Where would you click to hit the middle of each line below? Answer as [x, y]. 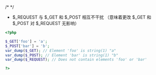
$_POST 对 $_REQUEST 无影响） [46, 23]
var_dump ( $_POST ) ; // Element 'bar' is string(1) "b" [62, 55]
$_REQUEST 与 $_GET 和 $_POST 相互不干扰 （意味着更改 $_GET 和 [82, 17]
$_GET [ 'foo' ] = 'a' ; [26, 41]
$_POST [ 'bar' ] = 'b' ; [27, 46]
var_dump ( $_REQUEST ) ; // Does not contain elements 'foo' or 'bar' [76, 60]
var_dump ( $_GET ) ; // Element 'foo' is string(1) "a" [61, 50]
